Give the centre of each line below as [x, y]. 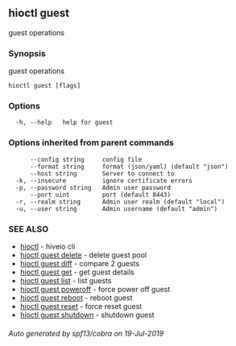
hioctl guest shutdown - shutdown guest [87, 315]
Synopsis [27, 53]
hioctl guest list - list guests [66, 280]
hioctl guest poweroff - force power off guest [95, 289]
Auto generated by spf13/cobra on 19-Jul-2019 [86, 333]
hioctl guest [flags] [45, 86]
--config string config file [86, 159]
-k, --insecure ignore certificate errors [104, 180]
